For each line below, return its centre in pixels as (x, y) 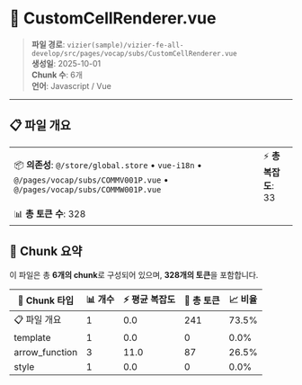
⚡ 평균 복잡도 (149, 299)
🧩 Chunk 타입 (46, 300)
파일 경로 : (48, 44)
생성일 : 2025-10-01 (66, 63)
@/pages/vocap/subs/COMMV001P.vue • (91, 179)
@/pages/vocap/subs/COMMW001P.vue (88, 189)
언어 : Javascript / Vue (71, 85)
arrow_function (46, 352)
